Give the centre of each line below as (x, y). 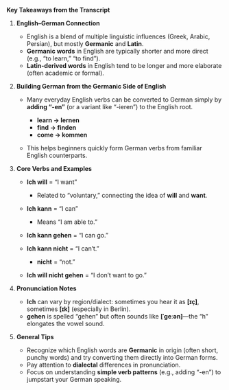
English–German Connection (58, 23)
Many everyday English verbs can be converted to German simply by (124, 100)
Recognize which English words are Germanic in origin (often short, (122, 350)
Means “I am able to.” (67, 222)
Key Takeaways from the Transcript (58, 10)
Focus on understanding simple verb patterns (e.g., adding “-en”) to (124, 372)
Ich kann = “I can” (52, 208)
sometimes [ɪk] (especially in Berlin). (79, 309)
